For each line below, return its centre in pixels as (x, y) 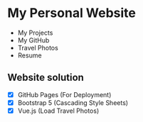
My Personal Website (72, 13)
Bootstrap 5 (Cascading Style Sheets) (73, 102)
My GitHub (33, 40)
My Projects (35, 33)
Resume (30, 55)
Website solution (46, 78)
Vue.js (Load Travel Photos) (58, 111)
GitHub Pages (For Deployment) (64, 94)
